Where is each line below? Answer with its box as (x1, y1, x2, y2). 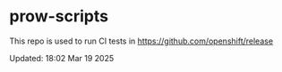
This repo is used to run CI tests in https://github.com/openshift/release (9, 36, 274, 46)
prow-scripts (9, 6, 109, 27)
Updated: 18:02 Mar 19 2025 (9, 52, 115, 63)
